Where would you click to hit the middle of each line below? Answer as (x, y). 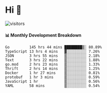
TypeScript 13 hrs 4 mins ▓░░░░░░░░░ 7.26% (52, 52)
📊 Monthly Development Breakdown (43, 35)
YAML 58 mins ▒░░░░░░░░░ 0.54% (52, 86)
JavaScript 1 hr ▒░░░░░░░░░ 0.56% (52, 82)
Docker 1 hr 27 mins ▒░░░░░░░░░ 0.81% (52, 73)
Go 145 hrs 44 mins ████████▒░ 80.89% (53, 47)
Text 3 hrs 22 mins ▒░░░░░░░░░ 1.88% (52, 60)
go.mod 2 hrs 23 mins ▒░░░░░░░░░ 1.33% (52, 65)
